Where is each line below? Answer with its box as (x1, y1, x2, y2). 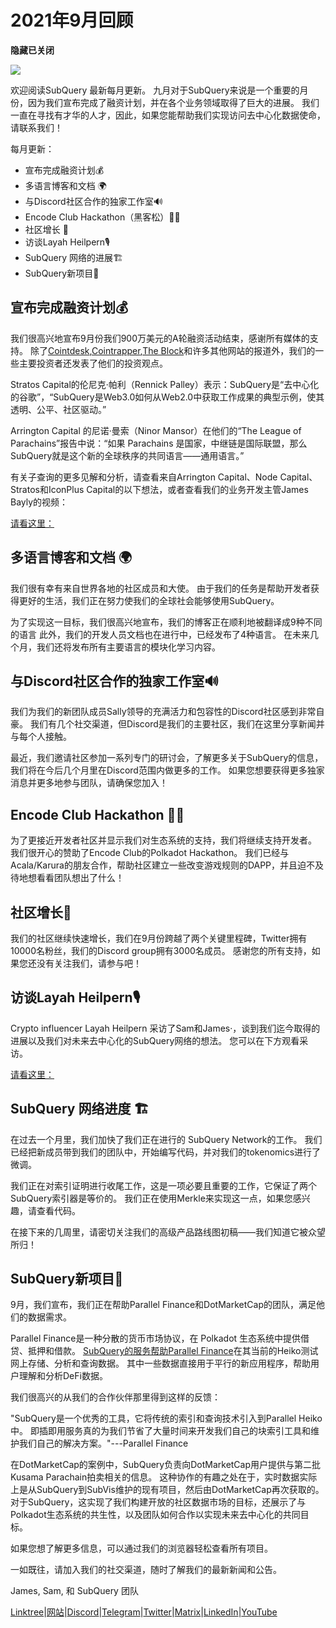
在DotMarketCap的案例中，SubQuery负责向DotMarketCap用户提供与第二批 (10, 1459, 322, 1471)
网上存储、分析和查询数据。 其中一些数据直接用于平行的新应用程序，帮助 (10, 1357, 311, 1370)
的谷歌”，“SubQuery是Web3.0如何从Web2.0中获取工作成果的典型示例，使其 (10, 391, 325, 403)
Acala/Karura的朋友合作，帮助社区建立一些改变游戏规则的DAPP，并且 (10, 859, 298, 871)
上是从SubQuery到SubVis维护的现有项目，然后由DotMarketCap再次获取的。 (10, 1484, 325, 1496)
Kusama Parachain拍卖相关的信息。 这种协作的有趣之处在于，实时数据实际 (10, 1471, 318, 1483)
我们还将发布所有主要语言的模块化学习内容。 (36, 641, 221, 653)
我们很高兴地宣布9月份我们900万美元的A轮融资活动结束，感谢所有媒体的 (10, 332, 310, 344)
